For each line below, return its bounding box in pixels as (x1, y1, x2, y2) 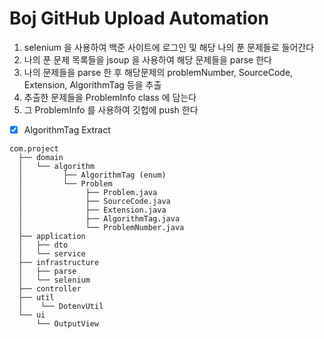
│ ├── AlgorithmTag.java (18, 214, 181, 224)
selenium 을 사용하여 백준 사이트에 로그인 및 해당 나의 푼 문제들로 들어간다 (23, 41, 315, 53)
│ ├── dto (18, 240, 69, 250)
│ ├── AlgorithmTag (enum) (18, 170, 167, 180)
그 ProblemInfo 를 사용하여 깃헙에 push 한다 (23, 103, 199, 116)
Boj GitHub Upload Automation (9, 7, 269, 30)
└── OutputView (35, 319, 100, 329)
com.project (9, 144, 59, 154)
